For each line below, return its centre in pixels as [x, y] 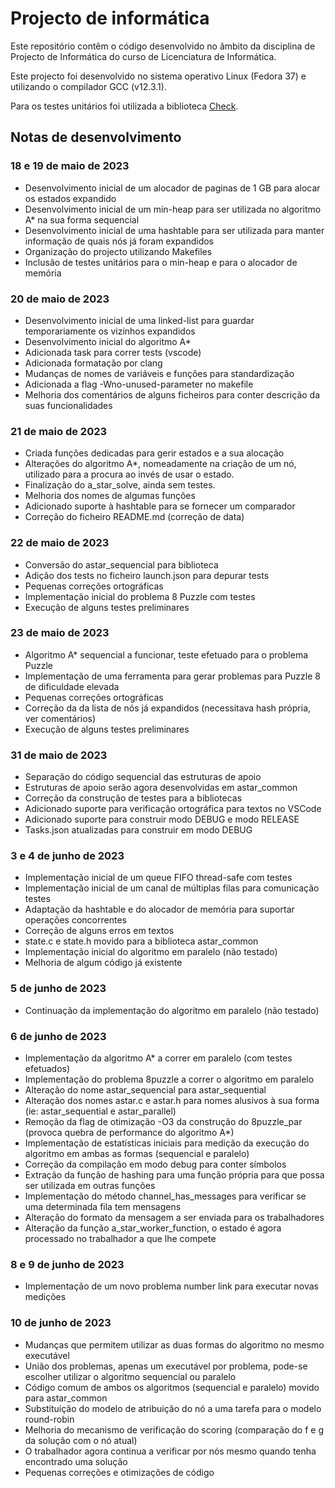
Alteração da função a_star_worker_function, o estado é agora [153, 1228]
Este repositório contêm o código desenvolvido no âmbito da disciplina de [163, 46]
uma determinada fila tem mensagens [103, 1206]
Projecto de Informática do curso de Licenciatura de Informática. [143, 56]
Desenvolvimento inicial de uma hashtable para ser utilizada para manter [174, 230]
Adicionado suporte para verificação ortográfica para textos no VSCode [173, 809]
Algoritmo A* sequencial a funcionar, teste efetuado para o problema [166, 654]
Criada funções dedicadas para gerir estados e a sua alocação [154, 453]
